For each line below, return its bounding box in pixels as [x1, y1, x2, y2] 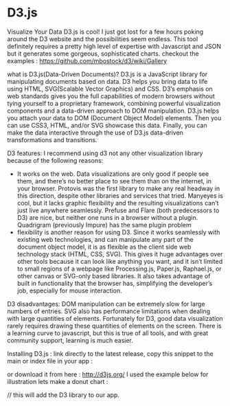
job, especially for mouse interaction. [16, 286, 122, 295]
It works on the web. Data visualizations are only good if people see [16, 170, 209, 178]
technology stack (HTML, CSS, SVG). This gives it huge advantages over [16, 249, 223, 258]
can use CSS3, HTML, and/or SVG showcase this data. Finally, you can [7, 121, 207, 129]
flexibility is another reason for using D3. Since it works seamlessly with [16, 228, 220, 236]
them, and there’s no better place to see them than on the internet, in [16, 177, 211, 185]
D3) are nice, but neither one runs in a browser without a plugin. [16, 213, 198, 221]
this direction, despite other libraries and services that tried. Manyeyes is [16, 191, 223, 200]
